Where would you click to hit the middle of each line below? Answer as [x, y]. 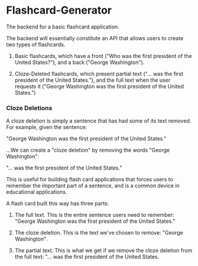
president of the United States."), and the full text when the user [92, 80]
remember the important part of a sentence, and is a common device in [93, 186]
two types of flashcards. [36, 44]
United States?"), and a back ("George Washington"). [79, 62]
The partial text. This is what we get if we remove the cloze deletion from [103, 251]
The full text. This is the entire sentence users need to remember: [94, 215]
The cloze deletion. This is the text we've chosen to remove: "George [99, 233]
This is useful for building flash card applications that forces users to [90, 180]
